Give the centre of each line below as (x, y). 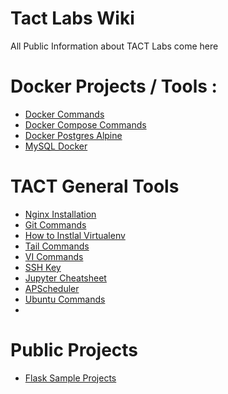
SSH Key (43, 267)
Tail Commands (57, 246)
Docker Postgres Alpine (73, 135)
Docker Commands (64, 114)
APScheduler (52, 288)
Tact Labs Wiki (72, 18)
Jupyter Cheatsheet (65, 278)
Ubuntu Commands (65, 299)
